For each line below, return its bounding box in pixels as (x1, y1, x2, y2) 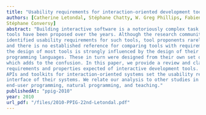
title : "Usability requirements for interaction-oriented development (6, 9, 191, 15)
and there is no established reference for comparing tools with (6, 43, 177, 49)
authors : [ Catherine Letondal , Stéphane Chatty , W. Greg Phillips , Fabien (6, 15, 202, 21)
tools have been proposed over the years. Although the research (6, 32, 177, 38)
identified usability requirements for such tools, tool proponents (6, 37, 185, 43)
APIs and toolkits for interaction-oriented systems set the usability (6, 71, 193, 77)
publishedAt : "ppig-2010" (6, 88, 72, 94)
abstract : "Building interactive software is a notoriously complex (6, 26, 185, 32)
